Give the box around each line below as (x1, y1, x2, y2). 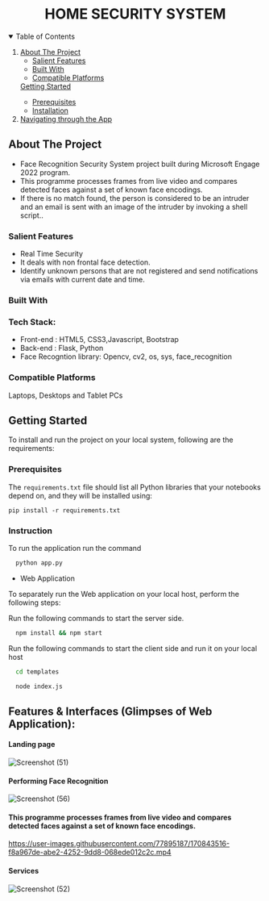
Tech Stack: (8, 316, 56, 327)
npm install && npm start (15, 628, 103, 637)
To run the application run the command (8, 543, 142, 553)
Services (8, 866, 39, 876)
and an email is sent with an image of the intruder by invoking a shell (19, 202, 248, 211)
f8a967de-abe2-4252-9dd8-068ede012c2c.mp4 (8, 848, 172, 857)
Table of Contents (15, 31, 75, 41)
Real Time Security (19, 249, 83, 259)
